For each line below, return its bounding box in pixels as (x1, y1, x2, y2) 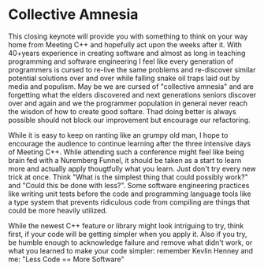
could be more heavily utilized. (8, 205, 108, 215)
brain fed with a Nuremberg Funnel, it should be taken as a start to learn (8, 155, 242, 165)
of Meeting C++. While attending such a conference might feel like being (8, 147, 244, 157)
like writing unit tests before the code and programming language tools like (8, 189, 251, 198)
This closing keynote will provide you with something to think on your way (8, 31, 248, 41)
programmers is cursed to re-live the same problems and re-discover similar (8, 65, 256, 74)
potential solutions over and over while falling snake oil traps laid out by (8, 73, 240, 83)
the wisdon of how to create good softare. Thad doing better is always (8, 106, 236, 116)
